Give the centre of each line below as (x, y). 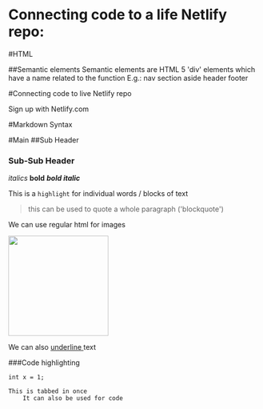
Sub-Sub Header (42, 160)
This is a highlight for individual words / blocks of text (98, 194)
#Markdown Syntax (40, 124)
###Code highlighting (44, 363)
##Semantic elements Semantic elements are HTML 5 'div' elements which (132, 69)
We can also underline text (52, 347)
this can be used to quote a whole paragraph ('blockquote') (126, 209)
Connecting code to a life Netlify (118, 15)
